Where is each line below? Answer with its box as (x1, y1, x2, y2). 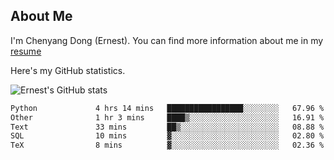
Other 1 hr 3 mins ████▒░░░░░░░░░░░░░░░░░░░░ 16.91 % (10, 112, 325, 123)
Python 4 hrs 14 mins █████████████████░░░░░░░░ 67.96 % (10, 103, 325, 113)
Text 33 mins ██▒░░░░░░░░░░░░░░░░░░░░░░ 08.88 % (10, 122, 325, 132)
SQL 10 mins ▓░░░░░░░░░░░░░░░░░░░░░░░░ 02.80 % (10, 131, 325, 141)
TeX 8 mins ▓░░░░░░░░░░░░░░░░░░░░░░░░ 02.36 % (10, 140, 325, 151)
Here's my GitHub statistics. (10, 64, 126, 76)
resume (10, 45, 42, 57)
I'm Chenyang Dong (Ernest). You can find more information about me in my (10, 34, 324, 46)
